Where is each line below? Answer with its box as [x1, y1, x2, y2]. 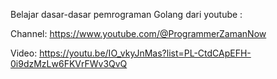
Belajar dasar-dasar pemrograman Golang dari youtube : [10, 9, 243, 20]
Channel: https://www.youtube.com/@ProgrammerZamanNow [10, 28, 267, 39]
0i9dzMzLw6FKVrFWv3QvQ [10, 58, 128, 69]
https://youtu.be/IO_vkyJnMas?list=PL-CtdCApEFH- [39, 47, 252, 59]
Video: [10, 47, 38, 59]
